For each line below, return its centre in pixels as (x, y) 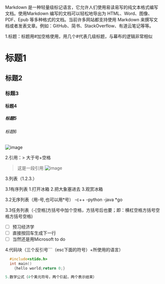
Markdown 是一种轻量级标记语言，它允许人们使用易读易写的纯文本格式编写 (82, 7)
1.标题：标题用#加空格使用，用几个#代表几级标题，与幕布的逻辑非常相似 (79, 36)
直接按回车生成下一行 (34, 233)
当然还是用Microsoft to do (39, 239)
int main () (21, 264)
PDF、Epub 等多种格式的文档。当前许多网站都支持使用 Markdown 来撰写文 (82, 20)
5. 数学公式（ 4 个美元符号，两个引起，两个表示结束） (51, 277)
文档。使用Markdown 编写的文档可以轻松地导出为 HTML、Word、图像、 (79, 13)
